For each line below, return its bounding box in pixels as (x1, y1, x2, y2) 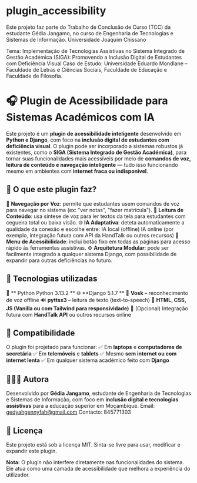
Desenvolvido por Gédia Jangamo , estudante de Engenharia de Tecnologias (6, 390, 192, 397)
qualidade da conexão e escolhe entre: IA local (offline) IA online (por (6, 225, 174, 233)
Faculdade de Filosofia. (6, 72, 63, 79)
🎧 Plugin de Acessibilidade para (6, 94, 169, 108)
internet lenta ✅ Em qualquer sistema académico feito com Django (6, 357, 169, 364)
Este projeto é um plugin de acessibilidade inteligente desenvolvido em (6, 130, 182, 137)
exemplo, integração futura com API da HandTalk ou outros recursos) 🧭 (6, 232, 179, 239)
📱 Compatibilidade (6, 328, 75, 338)
